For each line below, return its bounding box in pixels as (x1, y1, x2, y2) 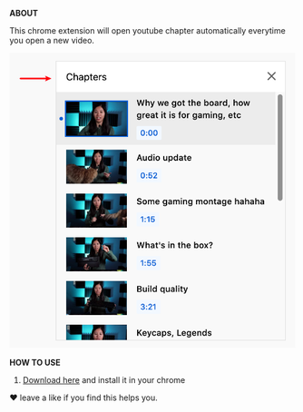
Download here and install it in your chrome (22, 375, 186, 386)
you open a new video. (9, 35, 95, 45)
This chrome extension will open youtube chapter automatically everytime (9, 25, 286, 35)
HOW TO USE (9, 358, 61, 368)
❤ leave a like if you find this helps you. (9, 392, 159, 403)
